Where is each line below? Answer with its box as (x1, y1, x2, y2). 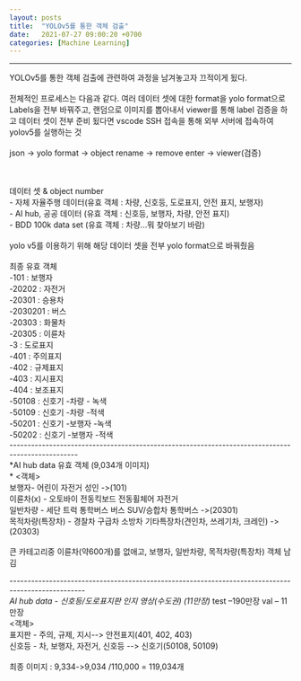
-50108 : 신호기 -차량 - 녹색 (9, 396, 107, 407)
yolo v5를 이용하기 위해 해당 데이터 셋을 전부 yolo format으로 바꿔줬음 (9, 240, 255, 252)
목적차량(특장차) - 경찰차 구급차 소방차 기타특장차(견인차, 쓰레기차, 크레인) (9, 516, 269, 526)
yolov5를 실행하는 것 (9, 127, 82, 137)
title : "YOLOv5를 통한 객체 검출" (9, 22, 129, 31)
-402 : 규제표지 (9, 362, 64, 373)
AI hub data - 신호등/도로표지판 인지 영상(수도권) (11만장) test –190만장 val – (9, 596, 279, 606)
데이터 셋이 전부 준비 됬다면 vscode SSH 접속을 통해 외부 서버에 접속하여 (18, 116, 274, 127)
